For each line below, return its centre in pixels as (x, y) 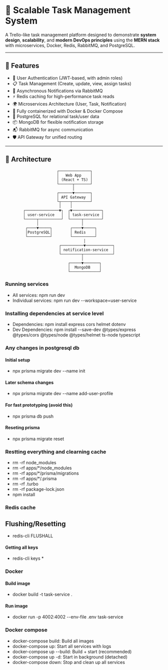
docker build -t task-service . (42, 594)
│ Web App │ (75, 175)
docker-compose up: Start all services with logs (62, 646)
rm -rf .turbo (25, 484)
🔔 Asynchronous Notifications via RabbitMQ (57, 91)
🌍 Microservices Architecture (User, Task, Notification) (69, 104)
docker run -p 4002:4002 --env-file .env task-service (68, 617)
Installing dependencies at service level (54, 313)
